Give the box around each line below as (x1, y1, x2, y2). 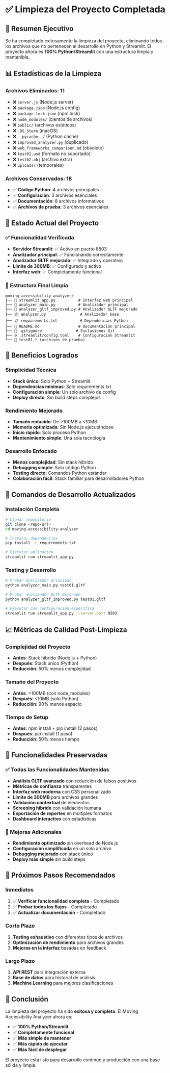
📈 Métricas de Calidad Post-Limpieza (5, 626, 127, 634)
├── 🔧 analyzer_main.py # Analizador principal (5, 302, 129, 307)
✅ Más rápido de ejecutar (12, 1040, 68, 1046)
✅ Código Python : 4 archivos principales (12, 186, 99, 192)
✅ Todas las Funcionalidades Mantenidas (5, 766, 109, 773)
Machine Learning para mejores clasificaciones (12, 980, 114, 986)
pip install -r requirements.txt (5, 541, 76, 546)
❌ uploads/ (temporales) (12, 162, 64, 168)
